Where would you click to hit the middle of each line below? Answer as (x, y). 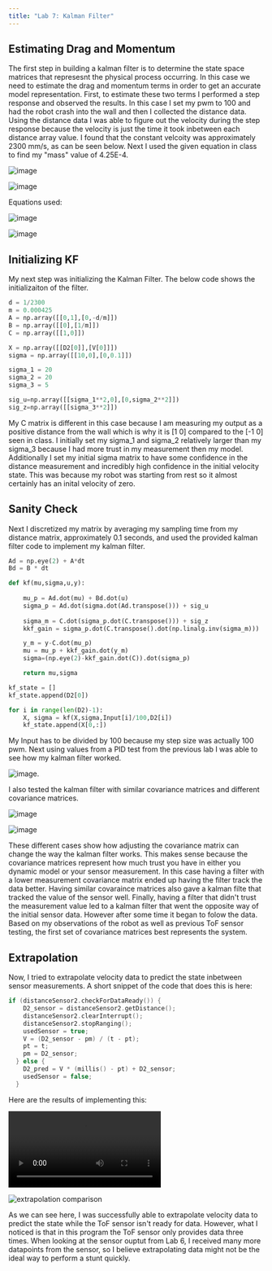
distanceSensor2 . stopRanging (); (78, 1023)
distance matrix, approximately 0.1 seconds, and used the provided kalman (133, 537)
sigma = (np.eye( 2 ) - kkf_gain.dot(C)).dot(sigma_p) (107, 659)
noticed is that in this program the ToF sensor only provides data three (126, 1232)
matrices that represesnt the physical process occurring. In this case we (129, 77)
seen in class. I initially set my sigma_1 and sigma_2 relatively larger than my (135, 440)
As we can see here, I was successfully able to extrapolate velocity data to (133, 1215)
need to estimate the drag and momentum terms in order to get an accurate (135, 85)
